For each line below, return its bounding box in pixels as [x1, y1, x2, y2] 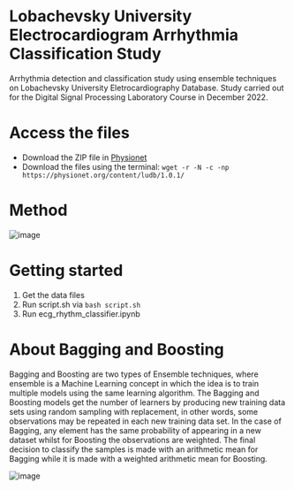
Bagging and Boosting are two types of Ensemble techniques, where [9, 369, 259, 379]
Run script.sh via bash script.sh [21, 299, 141, 310]
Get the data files [21, 289, 86, 300]
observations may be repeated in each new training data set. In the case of [9, 416, 283, 426]
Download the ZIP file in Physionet [21, 152, 147, 163]
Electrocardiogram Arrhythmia [9, 25, 238, 45]
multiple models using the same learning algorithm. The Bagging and [9, 387, 260, 398]
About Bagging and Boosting [9, 339, 225, 359]
